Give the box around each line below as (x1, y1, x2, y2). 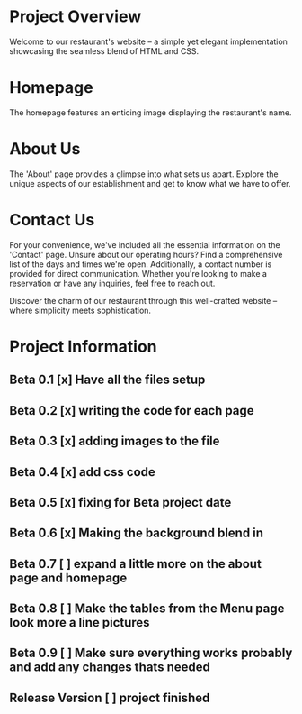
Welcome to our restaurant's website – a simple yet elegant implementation (9, 36, 288, 47)
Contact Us (9, 210, 95, 230)
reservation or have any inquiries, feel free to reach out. (9, 278, 216, 288)
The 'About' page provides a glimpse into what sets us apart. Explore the (9, 169, 279, 179)
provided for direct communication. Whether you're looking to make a (9, 268, 268, 279)
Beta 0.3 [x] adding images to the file (9, 434, 220, 449)
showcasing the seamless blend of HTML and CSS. (9, 45, 200, 56)
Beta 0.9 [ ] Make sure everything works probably (9, 645, 293, 661)
